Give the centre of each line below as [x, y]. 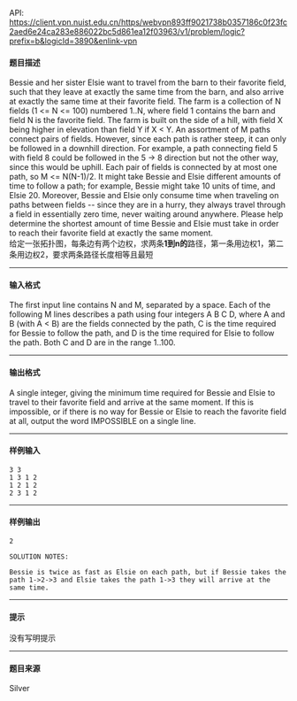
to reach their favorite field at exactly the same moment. [111, 233]
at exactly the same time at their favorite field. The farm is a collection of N [145, 102]
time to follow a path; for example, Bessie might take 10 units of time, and [142, 186]
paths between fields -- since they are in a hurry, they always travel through [147, 205]
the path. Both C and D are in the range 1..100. [92, 343]
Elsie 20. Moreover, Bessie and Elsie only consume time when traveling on [144, 196]
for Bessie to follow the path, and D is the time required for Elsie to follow [142, 333]
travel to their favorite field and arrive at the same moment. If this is [132, 402]
